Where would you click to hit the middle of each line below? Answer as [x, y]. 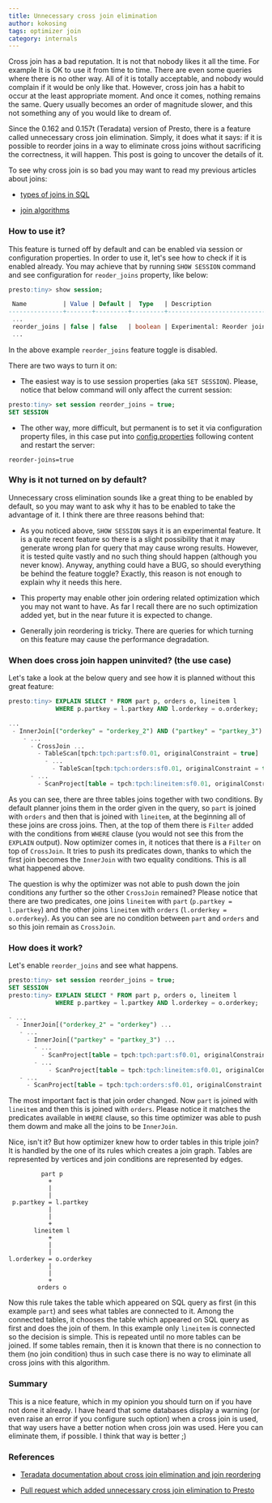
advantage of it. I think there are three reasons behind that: [106, 514]
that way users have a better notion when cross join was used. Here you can [136, 1427]
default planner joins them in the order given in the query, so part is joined [132, 807]
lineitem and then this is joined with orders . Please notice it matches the [130, 1109]
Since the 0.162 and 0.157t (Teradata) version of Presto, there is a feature [130, 129]
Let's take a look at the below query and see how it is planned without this [132, 678]
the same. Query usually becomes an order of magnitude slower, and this [131, 104]
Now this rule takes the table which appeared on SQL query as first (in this [132, 1303]
